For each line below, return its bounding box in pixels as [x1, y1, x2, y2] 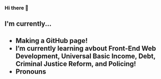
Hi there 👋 [4, 4, 29, 11]
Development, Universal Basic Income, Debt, [15, 52, 156, 60]
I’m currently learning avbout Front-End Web [15, 44, 156, 52]
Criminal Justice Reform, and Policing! [15, 59, 136, 68]
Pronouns [15, 67, 46, 76]
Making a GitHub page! [15, 37, 88, 45]
